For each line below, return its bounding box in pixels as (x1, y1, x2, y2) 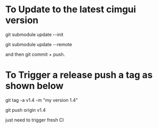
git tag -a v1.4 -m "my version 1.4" (5, 97, 78, 103)
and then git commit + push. (5, 51, 65, 57)
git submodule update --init (5, 31, 64, 37)
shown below (5, 80, 64, 92)
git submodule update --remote (5, 41, 72, 47)
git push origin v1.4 (5, 106, 46, 113)
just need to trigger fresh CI (5, 117, 64, 123)
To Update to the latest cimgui (5, 4, 136, 15)
